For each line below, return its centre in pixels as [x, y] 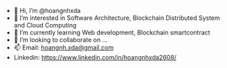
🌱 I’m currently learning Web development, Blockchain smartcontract [112, 32]
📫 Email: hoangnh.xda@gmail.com [64, 47]
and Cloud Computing [45, 25]
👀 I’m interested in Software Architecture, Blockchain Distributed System [117, 18]
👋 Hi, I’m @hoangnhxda [47, 11]
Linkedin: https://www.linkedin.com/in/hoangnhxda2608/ [95, 57]
